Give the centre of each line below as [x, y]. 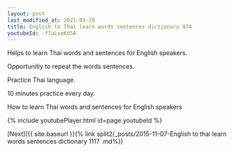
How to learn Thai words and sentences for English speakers [95, 107]
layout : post [26, 14]
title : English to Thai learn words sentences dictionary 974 [100, 26]
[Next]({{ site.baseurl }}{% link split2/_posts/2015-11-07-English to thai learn [117, 134]
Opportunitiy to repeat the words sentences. [71, 66]
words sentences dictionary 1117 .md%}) [65, 142]
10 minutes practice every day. [51, 93]
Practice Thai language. [41, 80]
